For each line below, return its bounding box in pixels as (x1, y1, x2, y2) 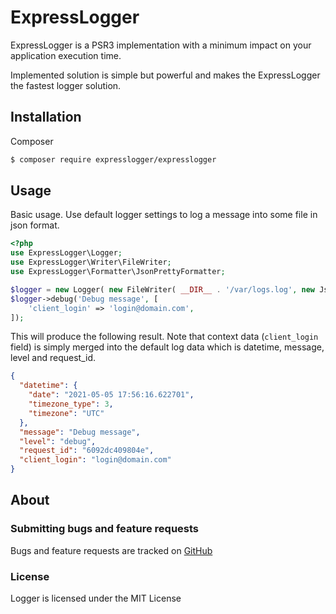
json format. (10, 219, 60, 231)
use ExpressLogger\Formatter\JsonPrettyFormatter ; (10, 267, 226, 277)
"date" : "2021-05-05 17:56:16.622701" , (28, 390, 195, 400)
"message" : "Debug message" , (19, 427, 141, 437)
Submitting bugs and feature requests (10, 522, 200, 536)
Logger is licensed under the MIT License (10, 592, 182, 605)
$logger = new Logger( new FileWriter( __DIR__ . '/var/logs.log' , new (10, 284, 315, 295)
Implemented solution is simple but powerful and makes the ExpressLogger (10, 69, 321, 81)
